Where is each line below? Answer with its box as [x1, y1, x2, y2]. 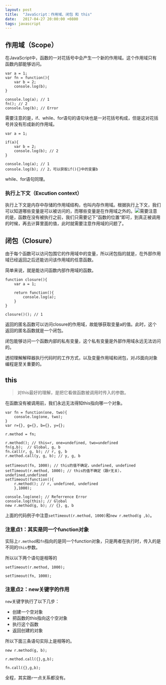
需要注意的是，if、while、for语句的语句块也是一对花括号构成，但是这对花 [5, 115, 154, 121]
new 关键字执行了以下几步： [5, 598, 60, 604]
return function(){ [14, 290, 54, 295]
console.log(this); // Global [5, 498, 68, 504]
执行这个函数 [12, 621, 39, 627]
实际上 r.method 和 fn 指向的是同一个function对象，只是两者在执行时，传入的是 [5, 538, 161, 544]
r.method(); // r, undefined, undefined [14, 481, 98, 486]
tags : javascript [5, 21, 41, 26]
